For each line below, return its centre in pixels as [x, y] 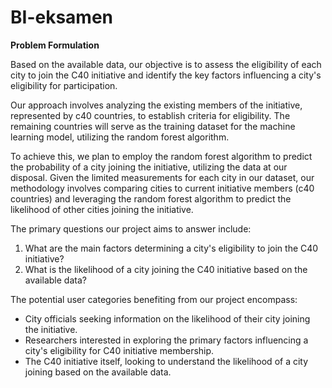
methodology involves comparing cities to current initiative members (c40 [162, 188]
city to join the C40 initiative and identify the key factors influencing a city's [166, 75]
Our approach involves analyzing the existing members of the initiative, [156, 105]
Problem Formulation [55, 45]
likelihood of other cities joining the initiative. [102, 209]
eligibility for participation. [64, 85]
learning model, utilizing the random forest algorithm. [120, 137]
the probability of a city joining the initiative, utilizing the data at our [149, 167]
